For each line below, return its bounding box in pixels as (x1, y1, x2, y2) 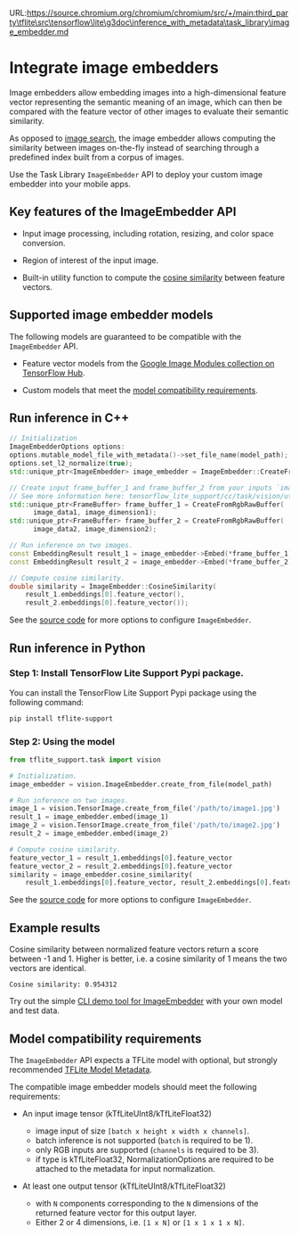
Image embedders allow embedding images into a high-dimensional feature (9, 87, 287, 97)
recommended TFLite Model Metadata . (9, 1064, 153, 1075)
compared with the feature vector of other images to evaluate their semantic (9, 106, 289, 117)
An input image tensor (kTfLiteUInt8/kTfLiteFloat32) (21, 1108, 212, 1118)
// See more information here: (9, 491, 125, 500)
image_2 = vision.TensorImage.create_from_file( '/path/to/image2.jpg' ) (9, 820, 280, 830)
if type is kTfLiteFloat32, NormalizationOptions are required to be (35, 1154, 274, 1165)
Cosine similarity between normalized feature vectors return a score (9, 944, 260, 955)
